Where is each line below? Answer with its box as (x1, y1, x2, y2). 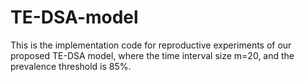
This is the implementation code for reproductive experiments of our (10, 39, 292, 51)
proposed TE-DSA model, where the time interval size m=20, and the (10, 49, 295, 61)
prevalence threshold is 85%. (10, 60, 132, 72)
